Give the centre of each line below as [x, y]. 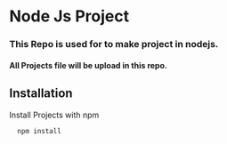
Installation [41, 94]
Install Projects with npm [54, 115]
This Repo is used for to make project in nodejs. [114, 44]
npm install [40, 131]
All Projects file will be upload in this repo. [88, 65]
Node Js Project [69, 16]
